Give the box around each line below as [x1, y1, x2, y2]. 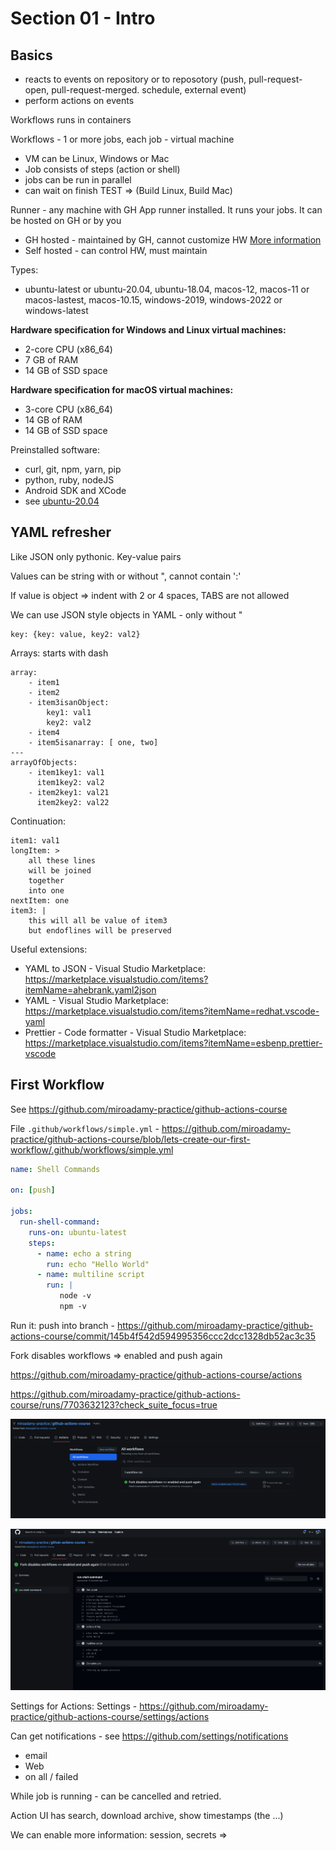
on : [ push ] [10, 1185, 56, 1196]
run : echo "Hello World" [46, 1259, 150, 1269]
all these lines [28, 855, 97, 866]
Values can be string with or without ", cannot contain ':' [10, 570, 242, 582]
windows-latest [24, 305, 89, 316]
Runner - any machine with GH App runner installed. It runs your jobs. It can [10, 204, 323, 216]
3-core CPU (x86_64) [24, 403, 113, 415]
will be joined [28, 865, 92, 876]
